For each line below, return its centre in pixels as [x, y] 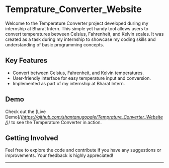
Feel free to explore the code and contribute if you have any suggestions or [83, 150]
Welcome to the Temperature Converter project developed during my [77, 23]
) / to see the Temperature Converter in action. [54, 122]
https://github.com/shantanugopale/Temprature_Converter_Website [93, 117]
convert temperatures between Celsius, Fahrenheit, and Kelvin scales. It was [84, 34]
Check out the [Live [26, 111]
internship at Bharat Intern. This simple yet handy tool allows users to [77, 28]
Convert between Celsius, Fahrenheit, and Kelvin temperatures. [78, 73]
